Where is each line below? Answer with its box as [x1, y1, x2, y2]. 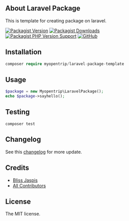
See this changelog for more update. [5, 149, 83, 155]
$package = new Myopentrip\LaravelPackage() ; [5, 89, 104, 94]
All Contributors [12, 182, 46, 188]
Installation [5, 48, 42, 57]
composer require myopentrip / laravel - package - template [5, 61, 124, 66]
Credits [5, 163, 30, 173]
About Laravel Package [5, 4, 81, 13]
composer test [5, 121, 36, 127]
